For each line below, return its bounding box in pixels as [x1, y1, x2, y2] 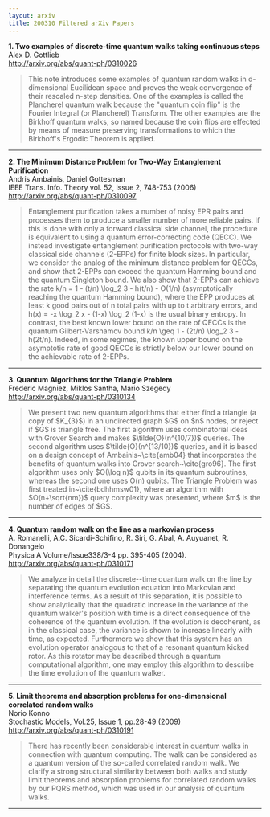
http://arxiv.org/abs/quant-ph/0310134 [8, 391, 136, 402]
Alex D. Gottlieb [8, 50, 60, 59]
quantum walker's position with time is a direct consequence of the [27, 608, 251, 618]
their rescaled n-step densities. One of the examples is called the [27, 91, 244, 100]
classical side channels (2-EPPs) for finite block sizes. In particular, [27, 249, 251, 259]
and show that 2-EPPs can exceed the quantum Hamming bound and [27, 266, 257, 276]
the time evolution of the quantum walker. [27, 668, 166, 677]
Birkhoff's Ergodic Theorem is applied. [27, 133, 156, 143]
